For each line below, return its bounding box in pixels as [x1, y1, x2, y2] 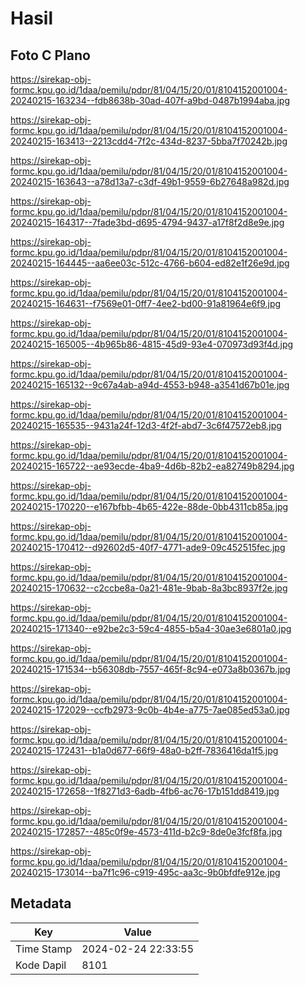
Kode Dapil [15, 958, 67, 972]
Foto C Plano [10, 47, 91, 64]
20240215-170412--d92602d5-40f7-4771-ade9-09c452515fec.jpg [10, 542, 286, 553]
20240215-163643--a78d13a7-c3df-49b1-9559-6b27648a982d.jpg [10, 176, 290, 187]
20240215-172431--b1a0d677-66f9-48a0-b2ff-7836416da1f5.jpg [10, 745, 279, 756]
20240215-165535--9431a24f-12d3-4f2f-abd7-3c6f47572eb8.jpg [10, 420, 282, 431]
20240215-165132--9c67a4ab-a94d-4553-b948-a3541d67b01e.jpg [10, 379, 290, 391]
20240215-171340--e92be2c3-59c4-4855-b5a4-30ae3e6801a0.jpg [10, 623, 292, 634]
